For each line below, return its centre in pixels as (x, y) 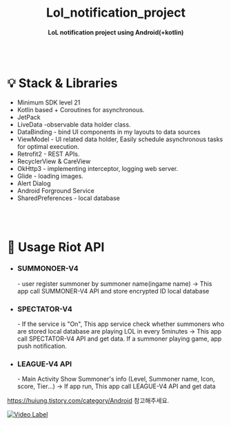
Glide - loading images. (50, 176)
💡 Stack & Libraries (62, 83)
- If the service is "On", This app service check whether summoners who (121, 324)
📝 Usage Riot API (56, 247)
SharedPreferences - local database (69, 198)
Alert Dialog (34, 183)
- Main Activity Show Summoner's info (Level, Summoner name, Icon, (116, 379)
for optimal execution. (48, 147)
